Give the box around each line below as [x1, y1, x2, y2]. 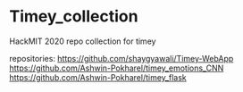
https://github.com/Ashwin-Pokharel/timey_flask [9, 71, 187, 82]
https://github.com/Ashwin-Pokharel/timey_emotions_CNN [9, 63, 224, 73]
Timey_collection [9, 6, 138, 27]
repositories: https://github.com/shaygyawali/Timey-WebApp [9, 53, 234, 63]
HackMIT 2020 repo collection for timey [9, 36, 156, 46]
